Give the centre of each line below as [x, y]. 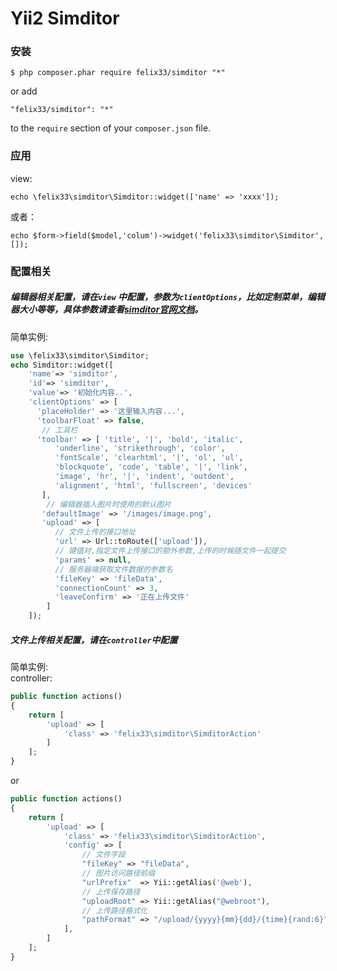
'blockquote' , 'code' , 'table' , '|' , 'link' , [151, 467]
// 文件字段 [103, 855]
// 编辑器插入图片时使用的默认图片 [109, 504]
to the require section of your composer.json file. [111, 128]
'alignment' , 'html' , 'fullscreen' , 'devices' [153, 485]
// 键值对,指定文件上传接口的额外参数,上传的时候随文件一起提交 [170, 551]
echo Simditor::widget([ [62, 365]
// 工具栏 [59, 430]
